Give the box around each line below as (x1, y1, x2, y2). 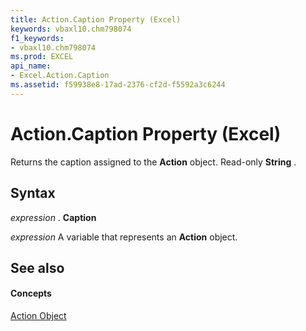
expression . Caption (10, 211, 97, 223)
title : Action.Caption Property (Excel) (10, 14, 182, 25)
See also (10, 259, 65, 276)
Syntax (10, 185, 56, 202)
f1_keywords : (10, 33, 65, 43)
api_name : (10, 61, 52, 71)
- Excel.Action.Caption (10, 71, 110, 81)
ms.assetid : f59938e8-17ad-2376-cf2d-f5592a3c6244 (10, 80, 226, 90)
